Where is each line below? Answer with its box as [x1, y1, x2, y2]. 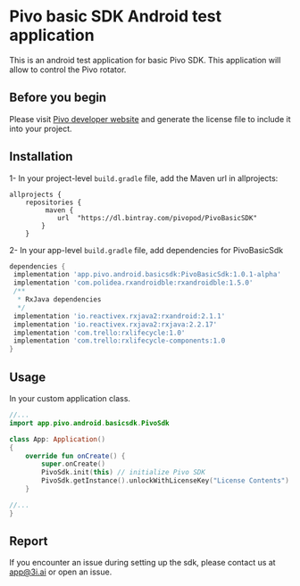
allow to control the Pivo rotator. [9, 64, 127, 75]
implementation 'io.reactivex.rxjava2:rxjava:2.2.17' [12, 319, 218, 329]
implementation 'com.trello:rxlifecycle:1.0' [12, 328, 186, 337]
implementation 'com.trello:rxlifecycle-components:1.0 [12, 336, 226, 345]
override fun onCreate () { [25, 451, 126, 460]
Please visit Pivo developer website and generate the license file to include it [9, 113, 291, 124]
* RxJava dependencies [17, 295, 102, 304]
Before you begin [9, 90, 107, 105]
